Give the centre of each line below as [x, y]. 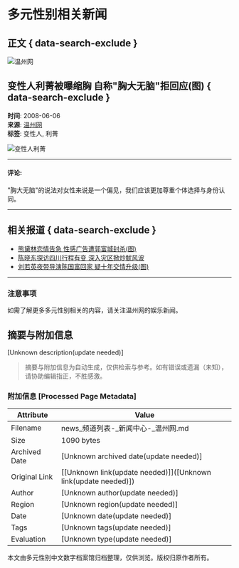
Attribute [32, 415]
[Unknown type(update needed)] [117, 540]
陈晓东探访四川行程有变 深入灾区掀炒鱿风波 [81, 258]
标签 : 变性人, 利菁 [33, 133]
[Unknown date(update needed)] [117, 516]
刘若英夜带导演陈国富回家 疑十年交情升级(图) [83, 266]
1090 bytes [81, 441]
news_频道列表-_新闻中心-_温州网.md [125, 428]
